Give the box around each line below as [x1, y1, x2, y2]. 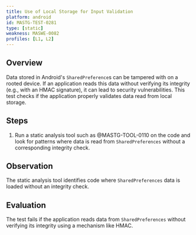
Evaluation [6, 200, 46, 210]
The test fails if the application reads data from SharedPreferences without [6, 216, 186, 223]
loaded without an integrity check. [6, 183, 90, 190]
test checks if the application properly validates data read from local [6, 92, 172, 99]
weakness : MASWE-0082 [6, 31, 60, 37]
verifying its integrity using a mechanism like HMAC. [6, 222, 133, 229]
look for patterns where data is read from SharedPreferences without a [14, 138, 185, 145]
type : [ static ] [6, 25, 44, 31]
